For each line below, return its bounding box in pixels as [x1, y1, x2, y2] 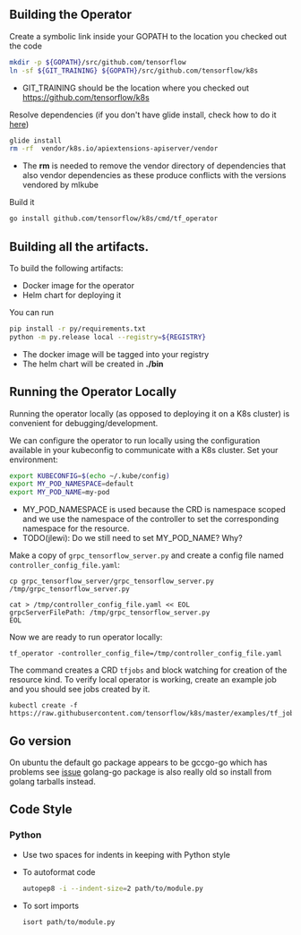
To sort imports [21, 900, 79, 911]
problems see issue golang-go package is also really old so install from [9, 767, 271, 777]
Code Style [9, 802, 73, 818]
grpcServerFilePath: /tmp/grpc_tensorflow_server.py [9, 608, 211, 617]
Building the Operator [9, 7, 133, 22]
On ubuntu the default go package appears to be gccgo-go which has [9, 757, 268, 768]
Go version [9, 733, 72, 749]
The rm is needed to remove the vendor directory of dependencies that [21, 160, 287, 171]
